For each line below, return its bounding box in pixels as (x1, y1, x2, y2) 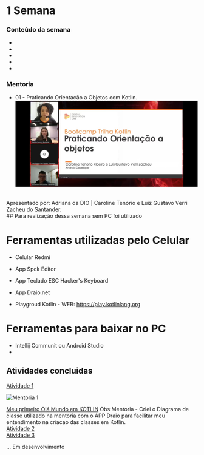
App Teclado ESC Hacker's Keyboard (15, 277, 109, 285)
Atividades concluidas (6, 366, 93, 376)
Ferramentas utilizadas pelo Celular (6, 234, 190, 248)
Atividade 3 (6, 431, 35, 439)
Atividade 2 (6, 425, 35, 432)
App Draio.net (15, 289, 50, 296)
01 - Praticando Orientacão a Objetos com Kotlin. (15, 93, 138, 101)
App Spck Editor (15, 265, 56, 273)
